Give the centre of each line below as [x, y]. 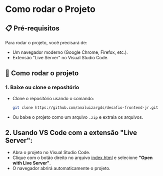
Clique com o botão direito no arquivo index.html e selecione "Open [82, 158]
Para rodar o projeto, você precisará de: [46, 43]
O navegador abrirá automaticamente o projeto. [61, 169]
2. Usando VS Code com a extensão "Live [71, 132]
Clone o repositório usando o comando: [53, 98]
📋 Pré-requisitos [32, 28]
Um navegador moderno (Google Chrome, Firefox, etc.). [70, 52]
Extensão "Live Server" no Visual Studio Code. [60, 58]
